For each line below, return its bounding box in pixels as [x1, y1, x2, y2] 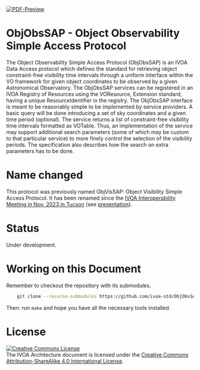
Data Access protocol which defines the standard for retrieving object [6, 65, 177, 72]
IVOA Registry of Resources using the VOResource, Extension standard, [6, 90, 182, 98]
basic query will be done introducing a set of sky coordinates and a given [6, 109, 186, 116]
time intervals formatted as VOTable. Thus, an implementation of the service [6, 122, 193, 129]
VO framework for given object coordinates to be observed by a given [6, 77, 177, 85]
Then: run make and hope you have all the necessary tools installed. [6, 304, 171, 311]
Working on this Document [6, 262, 142, 275]
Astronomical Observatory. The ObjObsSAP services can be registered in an [6, 84, 193, 91]
